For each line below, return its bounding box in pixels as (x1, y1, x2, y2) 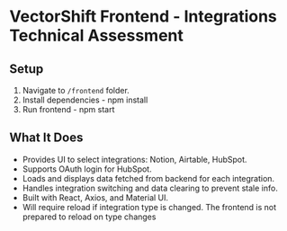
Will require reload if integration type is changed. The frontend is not (22, 201, 277, 212)
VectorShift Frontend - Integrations (9, 6, 277, 27)
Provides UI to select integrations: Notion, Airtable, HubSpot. (22, 154, 247, 164)
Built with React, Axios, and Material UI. (22, 191, 169, 203)
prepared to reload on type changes (22, 211, 157, 222)
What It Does (9, 130, 84, 146)
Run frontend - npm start (22, 104, 115, 114)
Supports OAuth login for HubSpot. (22, 164, 152, 174)
